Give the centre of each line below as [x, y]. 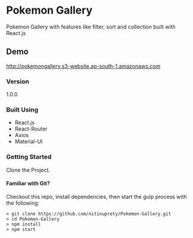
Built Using [22, 109]
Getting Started [29, 157]
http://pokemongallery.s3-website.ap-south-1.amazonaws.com [83, 66]
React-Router [31, 129]
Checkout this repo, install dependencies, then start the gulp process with [96, 196]
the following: [23, 203]
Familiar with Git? [28, 183]
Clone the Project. [28, 170]
